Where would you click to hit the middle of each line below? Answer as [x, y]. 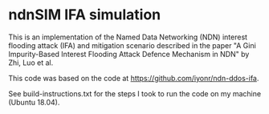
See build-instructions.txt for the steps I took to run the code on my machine [135, 93]
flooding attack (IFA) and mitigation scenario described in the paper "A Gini [132, 45]
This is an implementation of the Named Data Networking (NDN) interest [128, 37]
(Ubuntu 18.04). [34, 102]
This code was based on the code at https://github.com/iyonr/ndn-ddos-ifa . [134, 78]
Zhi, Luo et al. [31, 63]
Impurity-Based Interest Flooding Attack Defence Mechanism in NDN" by [129, 54]
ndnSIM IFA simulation [85, 15]
